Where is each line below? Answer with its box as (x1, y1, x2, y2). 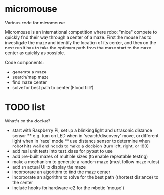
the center (12, 179, 33, 185)
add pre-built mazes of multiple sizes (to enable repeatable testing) (12, 153, 148, 159)
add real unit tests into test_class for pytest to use (12, 148, 113, 154)
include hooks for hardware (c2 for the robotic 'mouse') (12, 185, 125, 191)
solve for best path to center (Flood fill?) (12, 84, 94, 90)
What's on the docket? (5, 118, 50, 123)
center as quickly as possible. (5, 50, 65, 56)
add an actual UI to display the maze (12, 164, 86, 170)
